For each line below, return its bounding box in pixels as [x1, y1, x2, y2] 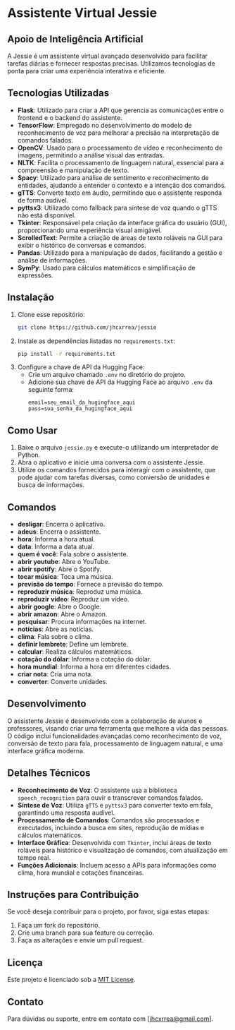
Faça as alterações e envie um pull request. [17, 936, 144, 945]
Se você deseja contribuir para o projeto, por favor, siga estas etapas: [7, 907, 210, 916]
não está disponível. [17, 210, 76, 220]
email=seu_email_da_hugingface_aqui [27, 399, 136, 407]
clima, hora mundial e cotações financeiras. [17, 868, 144, 877]
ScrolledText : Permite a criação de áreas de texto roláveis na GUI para [17, 233, 223, 241]
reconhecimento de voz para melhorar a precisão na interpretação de [17, 128, 220, 137]
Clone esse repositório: [17, 310, 86, 318]
